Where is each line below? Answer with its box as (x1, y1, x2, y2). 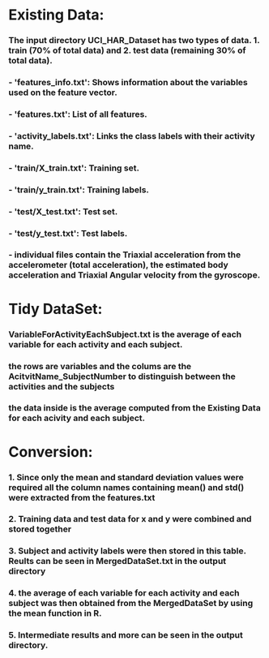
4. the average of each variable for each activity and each (8, 587, 240, 599)
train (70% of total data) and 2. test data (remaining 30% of (8, 45, 246, 56)
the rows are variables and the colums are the (8, 360, 192, 372)
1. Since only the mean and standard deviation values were (8, 471, 245, 483)
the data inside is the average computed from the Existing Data (8, 402, 261, 414)
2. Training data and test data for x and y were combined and (8, 514, 252, 525)
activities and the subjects (8, 381, 115, 392)
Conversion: (8, 442, 93, 461)
